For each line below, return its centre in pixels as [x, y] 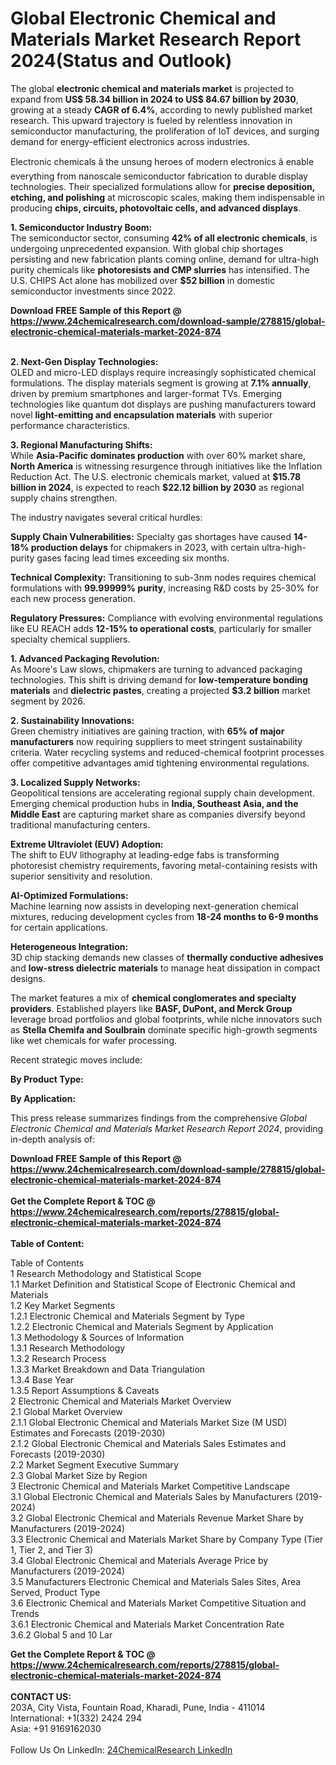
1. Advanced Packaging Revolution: [85, 658]
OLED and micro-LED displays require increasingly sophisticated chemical [163, 372]
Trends [25, 1613]
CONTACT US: [41, 1696]
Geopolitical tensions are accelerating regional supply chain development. [162, 793]
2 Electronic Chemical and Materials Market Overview [121, 1401]
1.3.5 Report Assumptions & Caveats [85, 1390]
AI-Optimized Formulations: [69, 895]
